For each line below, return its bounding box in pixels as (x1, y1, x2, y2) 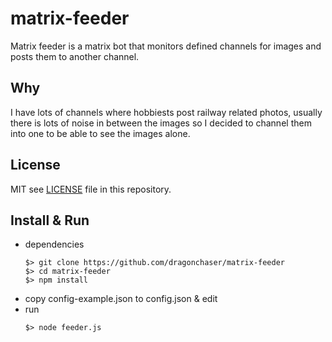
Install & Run (10, 212, 90, 229)
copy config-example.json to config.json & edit (24, 293, 218, 305)
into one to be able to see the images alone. (10, 127, 191, 139)
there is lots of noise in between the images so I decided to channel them (10, 117, 312, 129)
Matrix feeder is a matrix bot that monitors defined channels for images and (10, 40, 322, 52)
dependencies (24, 238, 85, 251)
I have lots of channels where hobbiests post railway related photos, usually (10, 106, 323, 118)
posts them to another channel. (10, 50, 140, 62)
